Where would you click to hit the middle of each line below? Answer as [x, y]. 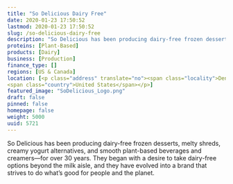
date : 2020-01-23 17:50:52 [46, 20]
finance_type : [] [32, 65]
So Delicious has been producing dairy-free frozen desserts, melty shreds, [114, 143]
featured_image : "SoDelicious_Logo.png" [67, 91]
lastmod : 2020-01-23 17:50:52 [51, 26]
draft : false [26, 98]
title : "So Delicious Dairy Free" [57, 14]
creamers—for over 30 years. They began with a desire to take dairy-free [112, 158]
